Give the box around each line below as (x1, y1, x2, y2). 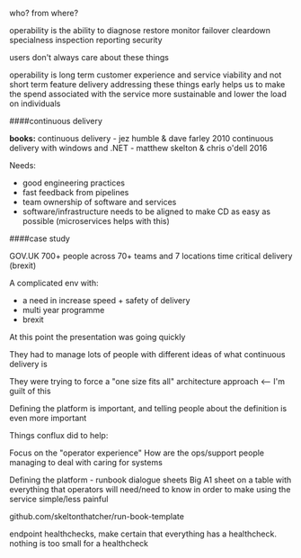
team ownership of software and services (22, 197, 177, 207)
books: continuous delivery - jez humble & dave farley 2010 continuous (9, 133, 274, 143)
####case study (9, 233, 70, 244)
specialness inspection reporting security (9, 35, 164, 45)
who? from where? (9, 8, 79, 18)
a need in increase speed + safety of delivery (22, 295, 190, 305)
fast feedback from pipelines (22, 187, 129, 197)
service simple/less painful (9, 494, 109, 504)
